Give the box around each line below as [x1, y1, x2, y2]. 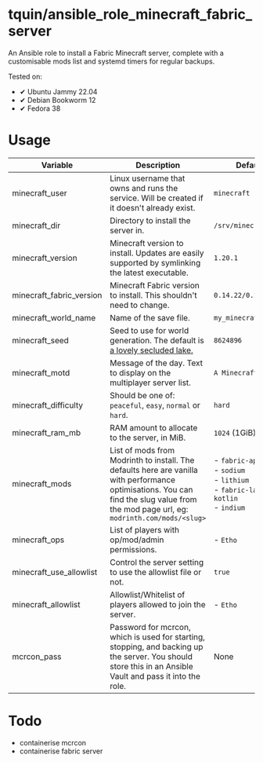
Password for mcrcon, [109, 621, 191, 632]
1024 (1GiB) [214, 427, 257, 438]
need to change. [109, 299, 170, 310]
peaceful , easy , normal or [109, 399, 201, 410]
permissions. [109, 544, 157, 555]
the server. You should [109, 650, 193, 661]
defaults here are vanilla [109, 464, 198, 475]
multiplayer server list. [109, 377, 192, 388]
